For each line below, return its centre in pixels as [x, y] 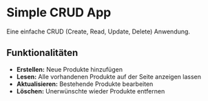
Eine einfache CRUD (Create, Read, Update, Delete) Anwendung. [98, 31]
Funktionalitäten [42, 53]
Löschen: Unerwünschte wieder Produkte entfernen [91, 91]
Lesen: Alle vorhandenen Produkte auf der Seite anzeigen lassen [108, 76]
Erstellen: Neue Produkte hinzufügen [70, 69]
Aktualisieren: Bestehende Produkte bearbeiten [85, 84]
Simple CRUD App [59, 13]
